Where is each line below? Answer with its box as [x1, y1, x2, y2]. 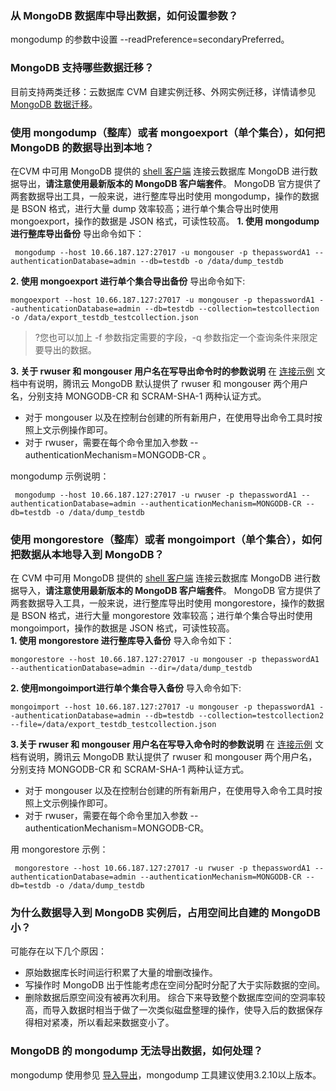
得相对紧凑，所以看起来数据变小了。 [24, 1017, 175, 1029]
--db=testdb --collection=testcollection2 [144, 711, 325, 721]
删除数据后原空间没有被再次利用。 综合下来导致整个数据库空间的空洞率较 [24, 992, 326, 1004]
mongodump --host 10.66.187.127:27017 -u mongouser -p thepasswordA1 [14, 247, 311, 257]
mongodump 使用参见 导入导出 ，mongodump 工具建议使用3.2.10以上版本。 [10, 1068, 322, 1081]
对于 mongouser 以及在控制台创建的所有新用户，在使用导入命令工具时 [24, 785, 314, 797]
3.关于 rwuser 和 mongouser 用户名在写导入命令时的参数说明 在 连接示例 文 [10, 738, 324, 751]
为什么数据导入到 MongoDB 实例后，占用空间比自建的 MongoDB [10, 906, 321, 920]
